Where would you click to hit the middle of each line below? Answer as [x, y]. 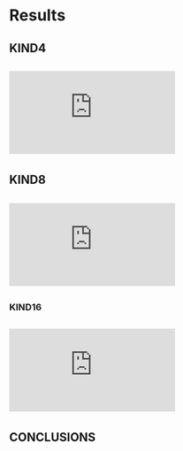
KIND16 [26, 307]
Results [38, 15]
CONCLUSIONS [53, 437]
